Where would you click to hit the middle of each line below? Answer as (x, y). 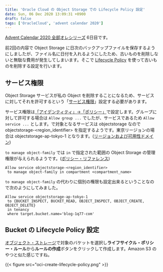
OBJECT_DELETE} (20, 205)
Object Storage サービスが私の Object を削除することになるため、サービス (80, 96)
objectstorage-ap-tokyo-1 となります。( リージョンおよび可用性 (78, 136)
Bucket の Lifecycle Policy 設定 (52, 230)
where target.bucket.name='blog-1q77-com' (51, 214)
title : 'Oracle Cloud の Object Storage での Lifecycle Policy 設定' (75, 9)
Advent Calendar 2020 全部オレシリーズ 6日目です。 (58, 37)
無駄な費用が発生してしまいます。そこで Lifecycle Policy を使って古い (83, 60)
